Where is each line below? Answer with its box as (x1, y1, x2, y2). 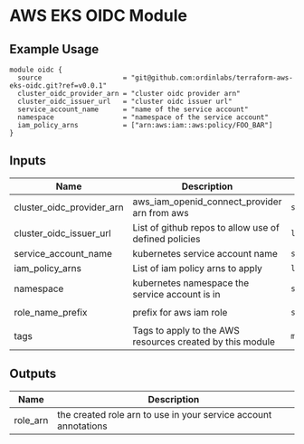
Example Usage (9, 42, 100, 57)
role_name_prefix (14, 306, 88, 318)
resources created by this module (132, 335, 276, 348)
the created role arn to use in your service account (57, 408, 272, 420)
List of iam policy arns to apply (132, 261, 262, 274)
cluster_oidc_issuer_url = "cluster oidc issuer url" (17, 97, 233, 106)
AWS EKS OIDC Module (9, 5, 188, 26)
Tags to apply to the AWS (132, 324, 240, 336)
